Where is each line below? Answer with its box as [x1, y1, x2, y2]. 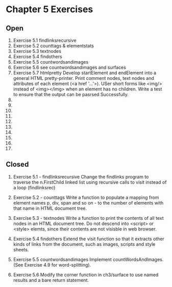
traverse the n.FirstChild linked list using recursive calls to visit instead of [13, 179, 167, 185]
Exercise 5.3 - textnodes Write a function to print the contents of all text [13, 215, 164, 221]
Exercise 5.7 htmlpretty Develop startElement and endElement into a [13, 70, 157, 76]
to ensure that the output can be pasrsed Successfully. [13, 92, 129, 97]
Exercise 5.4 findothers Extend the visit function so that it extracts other [13, 236, 165, 242]
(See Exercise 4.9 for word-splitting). [13, 262, 91, 268]
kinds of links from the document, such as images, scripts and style [13, 241, 156, 247]
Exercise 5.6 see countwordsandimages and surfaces [13, 65, 127, 70]
